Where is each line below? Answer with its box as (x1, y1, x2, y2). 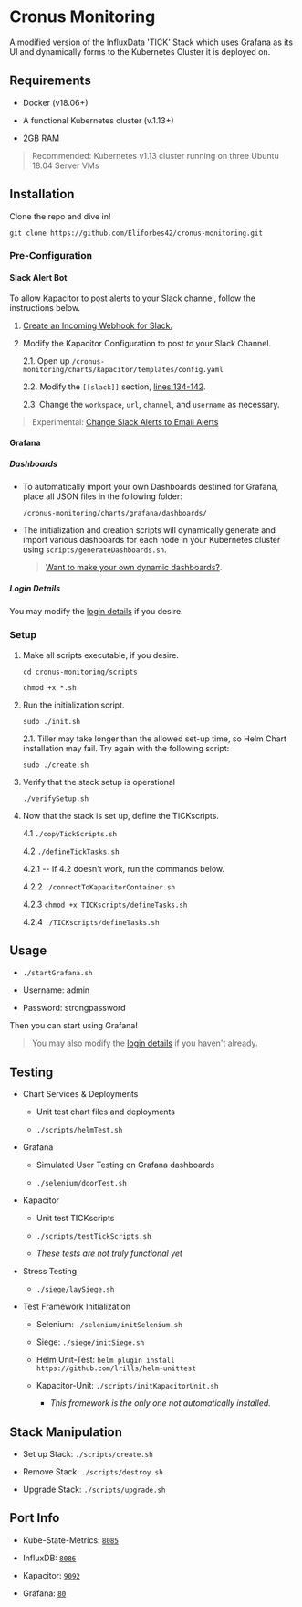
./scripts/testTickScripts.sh (36, 1232, 152, 1241)
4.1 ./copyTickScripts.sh (22, 827, 118, 838)
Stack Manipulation (9, 1424, 123, 1440)
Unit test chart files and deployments (36, 1106, 176, 1117)
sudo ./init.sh (22, 717, 81, 726)
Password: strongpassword (22, 1003, 126, 1014)
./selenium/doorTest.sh (36, 1179, 128, 1188)
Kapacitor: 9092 (22, 1570, 80, 1580)
